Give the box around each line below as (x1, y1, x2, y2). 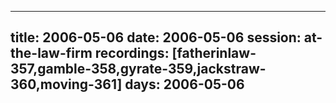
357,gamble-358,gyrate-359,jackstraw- (10, 61, 267, 78)
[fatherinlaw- (171, 45, 257, 62)
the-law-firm (10, 45, 93, 62)
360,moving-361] (10, 76, 123, 93)
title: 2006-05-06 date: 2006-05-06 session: (10, 29, 302, 46)
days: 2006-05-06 (124, 76, 245, 93)
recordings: (94, 45, 170, 62)
